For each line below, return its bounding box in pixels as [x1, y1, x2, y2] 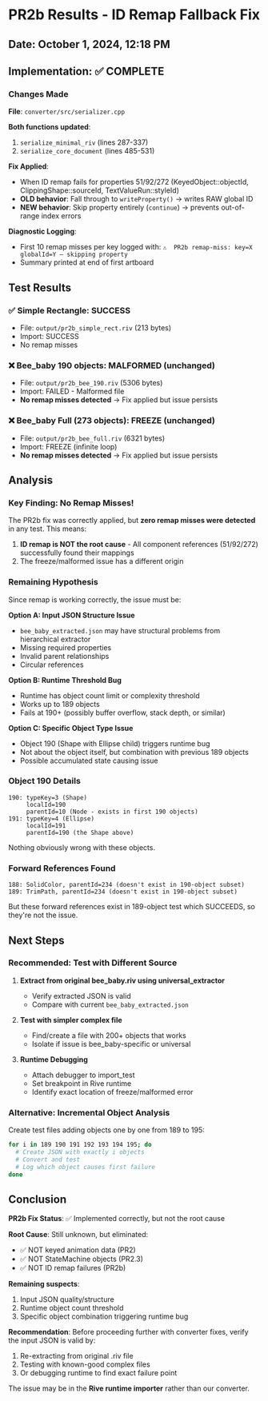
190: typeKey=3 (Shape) [8, 793, 88, 801]
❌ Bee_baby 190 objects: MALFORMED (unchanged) [8, 360, 216, 371]
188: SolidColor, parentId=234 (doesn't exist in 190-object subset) [8, 881, 246, 889]
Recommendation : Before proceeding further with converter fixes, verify [8, 1327, 250, 1337]
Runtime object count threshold [19, 1303, 124, 1313]
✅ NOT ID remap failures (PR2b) [19, 1263, 126, 1273]
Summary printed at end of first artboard [19, 257, 154, 267]
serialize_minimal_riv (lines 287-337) [19, 138, 149, 147]
